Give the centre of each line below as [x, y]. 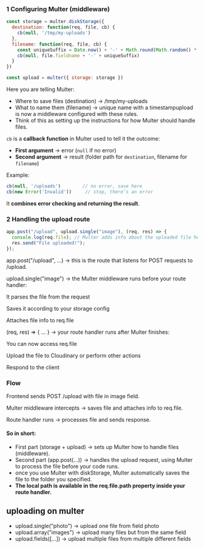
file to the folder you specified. [53, 479]
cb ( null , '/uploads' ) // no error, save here [74, 186]
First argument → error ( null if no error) [66, 151]
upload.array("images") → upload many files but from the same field [100, 532]
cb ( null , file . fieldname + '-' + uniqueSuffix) [78, 56]
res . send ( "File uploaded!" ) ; [49, 243]
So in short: [21, 433]
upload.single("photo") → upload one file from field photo [87, 526]
